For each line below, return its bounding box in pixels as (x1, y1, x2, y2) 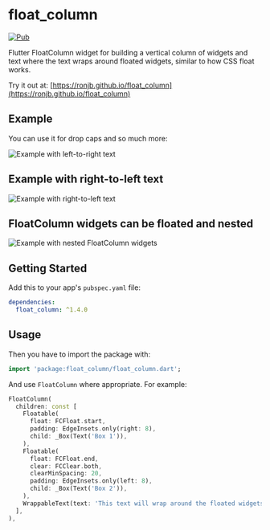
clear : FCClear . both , (29, 462, 103, 471)
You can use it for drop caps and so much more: (8, 133, 168, 143)
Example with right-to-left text (8, 173, 164, 186)
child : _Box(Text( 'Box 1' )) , (29, 432, 128, 440)
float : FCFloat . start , (29, 418, 106, 426)
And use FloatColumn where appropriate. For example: (8, 379, 187, 389)
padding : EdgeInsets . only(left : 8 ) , (29, 477, 153, 485)
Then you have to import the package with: (8, 349, 151, 359)
